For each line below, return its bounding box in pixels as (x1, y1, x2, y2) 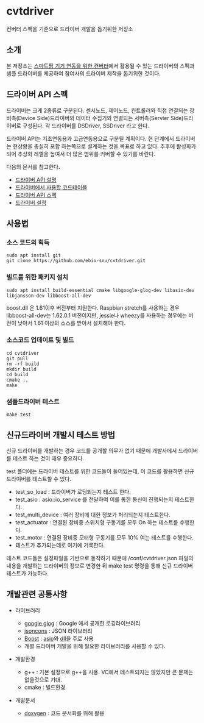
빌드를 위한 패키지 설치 (6, 273, 69, 282)
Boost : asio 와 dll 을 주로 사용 (24, 635, 94, 642)
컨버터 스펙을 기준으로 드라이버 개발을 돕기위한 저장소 (6, 25, 133, 32)
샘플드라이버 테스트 (6, 397, 60, 406)
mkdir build (6, 366, 37, 372)
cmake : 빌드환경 (24, 683, 66, 691)
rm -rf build (6, 361, 40, 367)
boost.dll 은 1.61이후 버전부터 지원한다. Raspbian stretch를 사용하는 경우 (6, 304, 180, 312)
